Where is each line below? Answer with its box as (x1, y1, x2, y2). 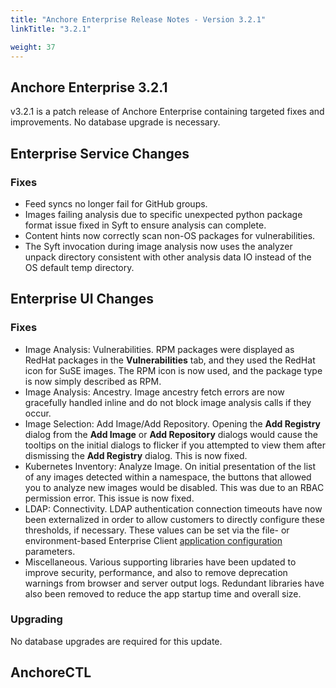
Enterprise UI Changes (10, 291, 155, 308)
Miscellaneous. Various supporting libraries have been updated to (24, 556, 297, 568)
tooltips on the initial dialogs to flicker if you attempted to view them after (24, 439, 326, 451)
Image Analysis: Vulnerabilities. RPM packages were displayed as (24, 343, 295, 355)
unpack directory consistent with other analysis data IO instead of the (24, 251, 312, 263)
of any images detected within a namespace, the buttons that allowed (24, 471, 312, 483)
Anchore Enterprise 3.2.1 (10, 79, 168, 96)
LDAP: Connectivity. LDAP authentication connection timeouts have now (24, 502, 323, 515)
